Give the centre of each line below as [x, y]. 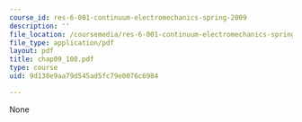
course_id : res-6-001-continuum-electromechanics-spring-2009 [128, 17]
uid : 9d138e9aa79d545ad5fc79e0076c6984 [84, 76]
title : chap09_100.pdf [52, 59]
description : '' [40, 26]
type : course [34, 68]
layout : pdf [31, 51]
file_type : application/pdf [62, 43]
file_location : [38, 34]
